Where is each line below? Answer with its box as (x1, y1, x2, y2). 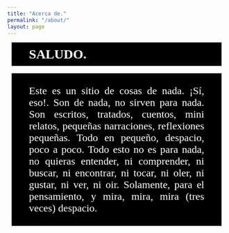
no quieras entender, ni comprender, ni (28, 155, 205, 168)
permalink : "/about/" (7, 17, 70, 24)
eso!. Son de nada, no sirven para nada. (28, 97, 205, 109)
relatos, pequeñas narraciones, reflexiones (28, 120, 205, 132)
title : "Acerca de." (7, 10, 67, 17)
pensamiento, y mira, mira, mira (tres (28, 191, 205, 202)
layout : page (7, 23, 45, 30)
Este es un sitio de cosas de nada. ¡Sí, (28, 85, 205, 97)
